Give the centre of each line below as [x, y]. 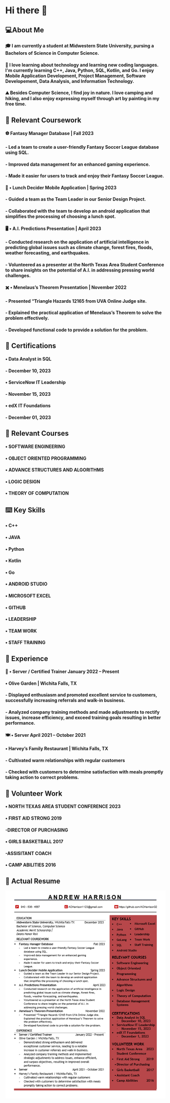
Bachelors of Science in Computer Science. [52, 53]
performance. [20, 723]
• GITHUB [16, 607]
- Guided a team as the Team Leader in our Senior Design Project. [76, 199]
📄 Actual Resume [33, 881]
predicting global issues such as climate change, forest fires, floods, [79, 247]
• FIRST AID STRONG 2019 [34, 818]
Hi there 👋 [26, 10]
